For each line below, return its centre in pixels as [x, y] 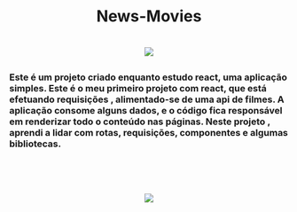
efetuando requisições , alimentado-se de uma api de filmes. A [147, 99]
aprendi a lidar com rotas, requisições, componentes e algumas [148, 133]
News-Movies [149, 16]
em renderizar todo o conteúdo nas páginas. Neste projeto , [140, 122]
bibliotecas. [35, 144]
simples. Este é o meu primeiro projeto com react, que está [138, 89]
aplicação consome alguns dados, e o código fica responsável [146, 111]
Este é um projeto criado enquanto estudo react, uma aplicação [148, 77]
